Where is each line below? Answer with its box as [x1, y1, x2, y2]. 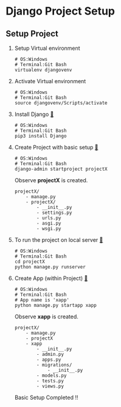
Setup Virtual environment [14, 44, 80, 52]
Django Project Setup [5, 4, 115, 18]
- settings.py [36, 210, 72, 216]
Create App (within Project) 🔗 [14, 275, 88, 282]
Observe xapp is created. [14, 313, 78, 320]
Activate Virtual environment [14, 78, 86, 84]
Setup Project [5, 29, 59, 39]
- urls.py [36, 215, 61, 221]
